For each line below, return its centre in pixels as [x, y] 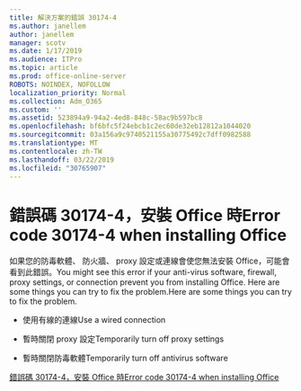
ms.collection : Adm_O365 [56, 101]
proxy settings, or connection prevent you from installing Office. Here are [145, 282]
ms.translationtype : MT [54, 143]
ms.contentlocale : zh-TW [56, 151]
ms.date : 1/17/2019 [46, 51]
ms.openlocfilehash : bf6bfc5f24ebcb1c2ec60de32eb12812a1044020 [130, 127]
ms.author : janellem [48, 26]
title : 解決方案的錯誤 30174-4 [63, 18]
